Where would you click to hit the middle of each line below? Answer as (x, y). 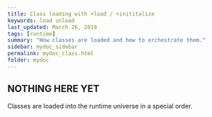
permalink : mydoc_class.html (51, 54)
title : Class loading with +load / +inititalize (81, 14)
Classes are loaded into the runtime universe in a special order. (100, 106)
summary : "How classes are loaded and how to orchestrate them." (106, 40)
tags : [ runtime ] (31, 34)
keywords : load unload (41, 21)
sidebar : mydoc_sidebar (43, 47)
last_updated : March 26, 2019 (52, 27)
